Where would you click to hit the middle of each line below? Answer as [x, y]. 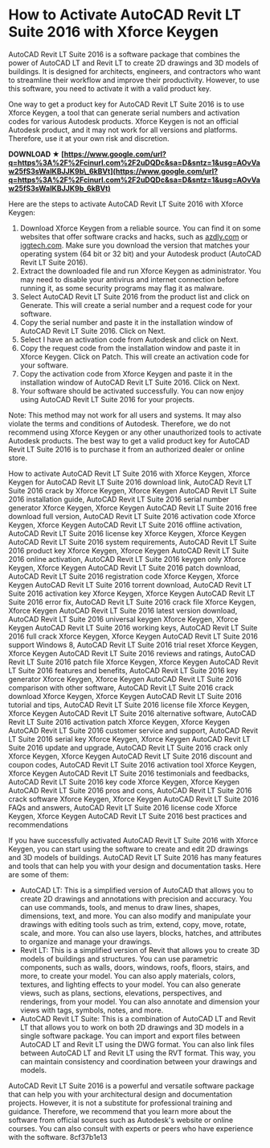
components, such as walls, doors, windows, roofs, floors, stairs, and [135, 967]
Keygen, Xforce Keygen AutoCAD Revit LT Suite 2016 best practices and [128, 816]
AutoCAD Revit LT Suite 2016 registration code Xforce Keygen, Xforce [124, 576]
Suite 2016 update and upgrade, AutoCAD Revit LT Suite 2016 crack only [128, 747]
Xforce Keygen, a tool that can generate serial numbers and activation [124, 112]
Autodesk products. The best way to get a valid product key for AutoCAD [129, 440]
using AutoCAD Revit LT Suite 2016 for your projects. [107, 399]
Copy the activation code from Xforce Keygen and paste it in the [126, 373]
